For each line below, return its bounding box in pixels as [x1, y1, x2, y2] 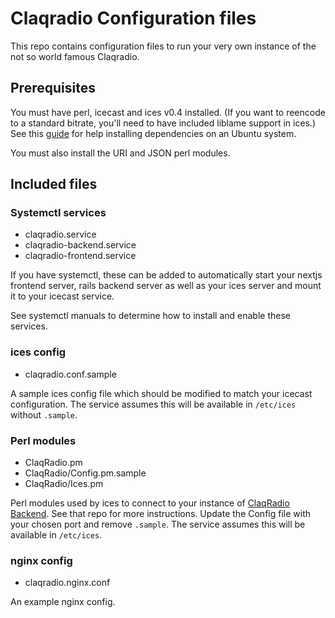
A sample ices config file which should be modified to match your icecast [10, 387, 313, 399]
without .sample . [10, 408, 78, 421]
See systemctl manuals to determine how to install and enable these [10, 310, 291, 322]
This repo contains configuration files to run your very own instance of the [10, 40, 317, 52]
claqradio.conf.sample [24, 368, 117, 380]
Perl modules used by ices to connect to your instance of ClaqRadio [10, 497, 290, 509]
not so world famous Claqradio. [10, 50, 140, 62]
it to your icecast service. [10, 290, 115, 302]
